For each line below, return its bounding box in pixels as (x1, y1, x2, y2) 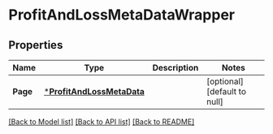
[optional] (206, 76, 244, 87)
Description (152, 63, 199, 73)
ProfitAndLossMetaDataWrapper (8, 6, 236, 24)
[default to (206, 86, 246, 97)
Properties (8, 38, 63, 52)
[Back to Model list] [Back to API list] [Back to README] (8, 117, 195, 127)
